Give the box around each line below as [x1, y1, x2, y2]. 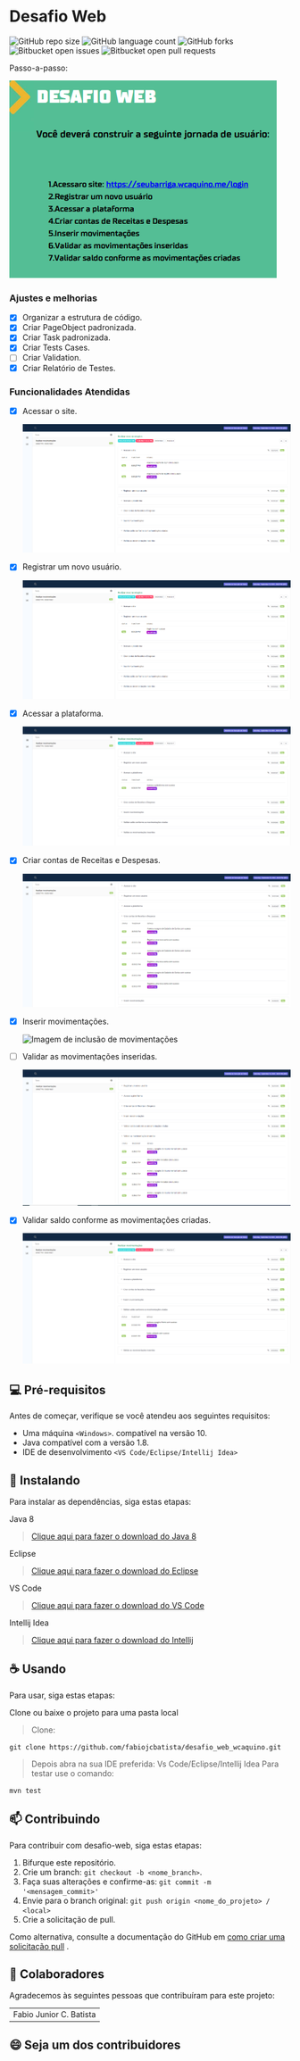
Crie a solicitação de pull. [21, 1914, 116, 1924]
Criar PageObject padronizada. [21, 322, 137, 333]
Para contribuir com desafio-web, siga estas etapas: [9, 1840, 203, 1850]
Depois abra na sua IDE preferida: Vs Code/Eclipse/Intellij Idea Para [30, 1758, 279, 1769]
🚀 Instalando [9, 1473, 80, 1488]
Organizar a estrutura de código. [21, 312, 143, 323]
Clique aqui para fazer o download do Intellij [30, 1635, 194, 1646]
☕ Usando [9, 1662, 67, 1677]
